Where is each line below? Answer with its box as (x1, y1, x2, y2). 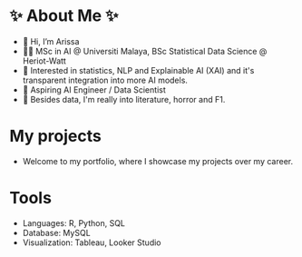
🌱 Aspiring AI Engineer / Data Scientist (22, 84, 166, 95)
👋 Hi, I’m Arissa (22, 35, 80, 46)
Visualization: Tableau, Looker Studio (22, 237, 161, 248)
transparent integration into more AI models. (22, 74, 189, 85)
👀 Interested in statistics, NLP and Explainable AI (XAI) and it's (22, 64, 255, 75)
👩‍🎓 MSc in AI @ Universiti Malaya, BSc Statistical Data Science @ (22, 45, 268, 56)
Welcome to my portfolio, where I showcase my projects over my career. (22, 155, 293, 166)
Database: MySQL (22, 227, 91, 238)
